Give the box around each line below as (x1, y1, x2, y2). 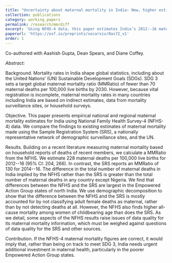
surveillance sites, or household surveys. (5, 102, 92, 108)
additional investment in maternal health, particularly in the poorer (5, 246, 144, 252)
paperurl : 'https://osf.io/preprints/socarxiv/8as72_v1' (5, 31, 130, 36)
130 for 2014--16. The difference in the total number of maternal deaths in (5, 166, 161, 172)
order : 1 (5, 36, 24, 41)
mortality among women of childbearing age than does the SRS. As (19, 209, 161, 215)
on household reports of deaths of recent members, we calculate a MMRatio (5, 149, 166, 156)
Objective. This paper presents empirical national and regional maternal (5, 112, 156, 118)
